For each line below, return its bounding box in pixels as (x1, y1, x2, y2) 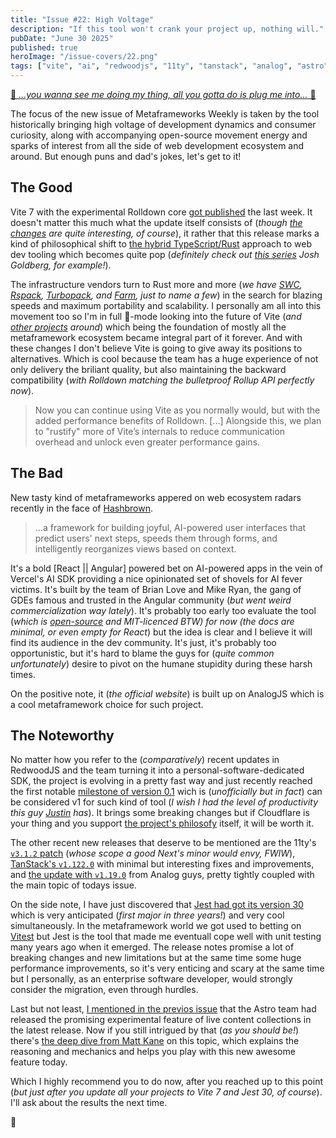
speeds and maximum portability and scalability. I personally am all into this (10, 299, 322, 311)
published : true (10, 42, 78, 53)
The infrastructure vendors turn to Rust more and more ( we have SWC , (10, 278, 303, 290)
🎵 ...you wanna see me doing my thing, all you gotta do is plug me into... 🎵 (10, 89, 317, 100)
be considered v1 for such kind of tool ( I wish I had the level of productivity (10, 796, 319, 808)
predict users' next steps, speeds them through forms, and (34, 532, 278, 544)
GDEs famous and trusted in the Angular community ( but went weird (10, 594, 292, 606)
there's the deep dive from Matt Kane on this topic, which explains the (10, 1035, 300, 1047)
